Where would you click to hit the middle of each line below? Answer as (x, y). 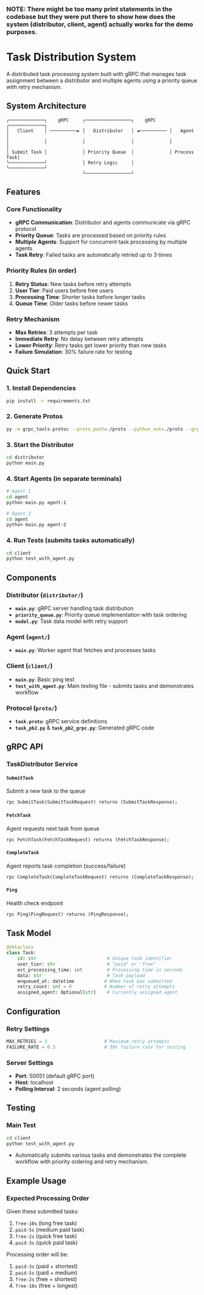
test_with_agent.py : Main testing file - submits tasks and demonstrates (104, 686)
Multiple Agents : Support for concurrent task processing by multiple (101, 242)
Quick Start (28, 371)
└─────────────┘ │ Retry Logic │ (70, 163)
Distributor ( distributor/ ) (45, 595)
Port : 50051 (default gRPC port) (55, 1076)
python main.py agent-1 (36, 502)
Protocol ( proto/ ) (32, 708)
